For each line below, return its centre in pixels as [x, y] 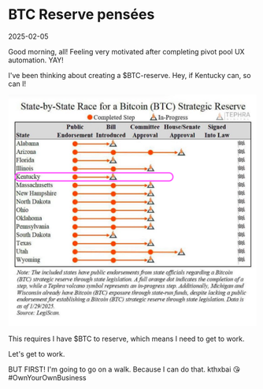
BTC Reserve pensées [81, 15]
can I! [17, 84]
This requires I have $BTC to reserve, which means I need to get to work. [126, 339]
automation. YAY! [36, 60]
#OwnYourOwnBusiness [47, 378]
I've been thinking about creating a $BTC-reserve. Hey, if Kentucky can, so [130, 75]
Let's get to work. [37, 354]
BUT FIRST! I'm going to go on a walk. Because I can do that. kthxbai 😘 [124, 369]
